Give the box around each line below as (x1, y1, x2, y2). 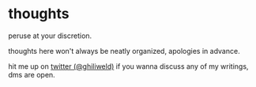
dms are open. (8, 70, 55, 79)
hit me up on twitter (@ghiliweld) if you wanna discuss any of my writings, (8, 61, 249, 71)
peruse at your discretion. (8, 31, 92, 40)
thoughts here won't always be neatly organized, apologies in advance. (8, 46, 240, 55)
